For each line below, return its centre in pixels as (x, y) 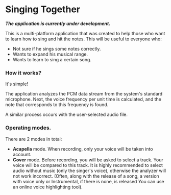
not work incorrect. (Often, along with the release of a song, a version (86, 176)
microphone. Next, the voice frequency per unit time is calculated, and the (83, 99)
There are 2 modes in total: (34, 139)
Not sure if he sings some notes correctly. (57, 48)
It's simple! (17, 84)
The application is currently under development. (58, 23)
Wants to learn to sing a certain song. (52, 59)
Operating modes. (28, 128)
